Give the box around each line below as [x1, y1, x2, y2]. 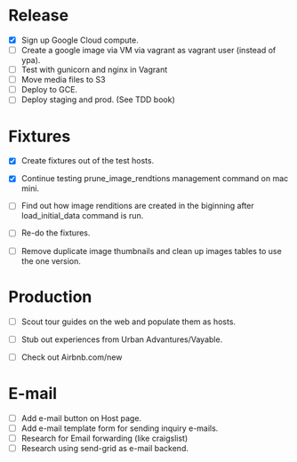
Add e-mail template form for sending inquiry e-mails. [20, 423, 219, 434]
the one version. [20, 255, 82, 267]
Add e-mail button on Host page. [20, 412, 142, 423]
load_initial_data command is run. [20, 211, 144, 221]
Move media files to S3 [20, 75, 106, 85]
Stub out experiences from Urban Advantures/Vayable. [20, 334, 223, 345]
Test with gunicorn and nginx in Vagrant [20, 64, 168, 76]
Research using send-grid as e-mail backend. [20, 442, 189, 453]
